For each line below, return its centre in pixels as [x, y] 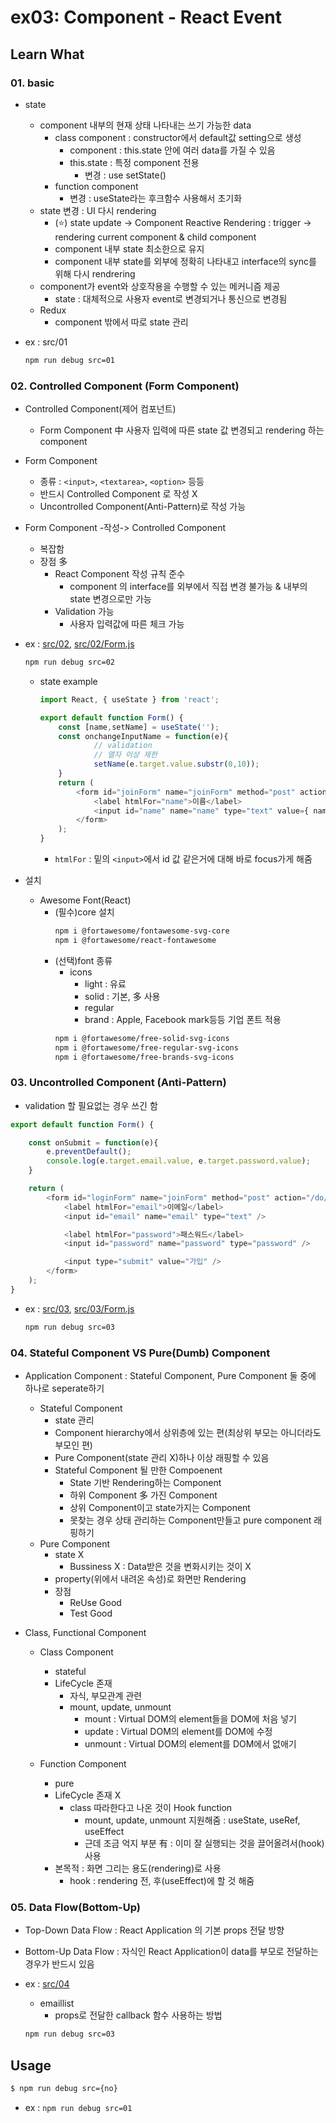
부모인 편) [73, 1445]
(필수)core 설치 [84, 912]
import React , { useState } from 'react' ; [129, 699]
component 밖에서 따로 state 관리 [121, 322]
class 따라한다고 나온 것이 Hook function [151, 1808]
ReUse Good [95, 1603]
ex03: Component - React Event [146, 17]
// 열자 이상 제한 [125, 755]
